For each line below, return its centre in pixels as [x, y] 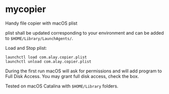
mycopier [26, 9]
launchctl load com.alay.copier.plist [46, 57]
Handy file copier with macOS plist [41, 23]
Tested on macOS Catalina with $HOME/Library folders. [62, 86]
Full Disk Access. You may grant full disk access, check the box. [72, 76]
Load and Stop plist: [26, 48]
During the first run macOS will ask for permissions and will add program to [83, 71]
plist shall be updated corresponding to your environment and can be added [85, 33]
